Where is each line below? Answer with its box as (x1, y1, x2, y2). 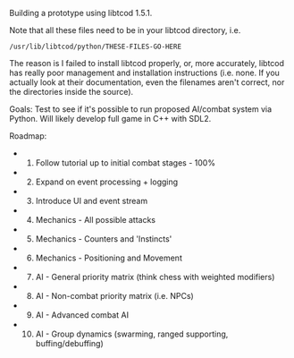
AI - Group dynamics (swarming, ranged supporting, (35, 328, 229, 339)
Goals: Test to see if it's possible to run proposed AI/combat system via (9, 104, 273, 115)
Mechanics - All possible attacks (35, 215, 156, 225)
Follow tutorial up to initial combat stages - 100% (35, 158, 216, 168)
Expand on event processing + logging (35, 176, 179, 187)
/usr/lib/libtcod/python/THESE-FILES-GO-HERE (9, 42, 181, 51)
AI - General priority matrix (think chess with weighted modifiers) (35, 272, 275, 282)
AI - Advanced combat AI (35, 310, 130, 320)
